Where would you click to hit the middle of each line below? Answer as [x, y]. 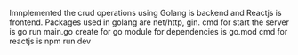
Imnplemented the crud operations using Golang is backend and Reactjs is [145, 13]
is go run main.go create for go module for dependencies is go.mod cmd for [149, 31]
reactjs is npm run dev [50, 41]
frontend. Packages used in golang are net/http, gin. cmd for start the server [149, 22]
